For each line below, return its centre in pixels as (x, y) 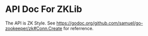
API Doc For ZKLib (44, 9)
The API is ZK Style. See (30, 23)
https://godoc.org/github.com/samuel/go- (100, 23)
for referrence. (79, 28)
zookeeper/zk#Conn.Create (34, 28)
